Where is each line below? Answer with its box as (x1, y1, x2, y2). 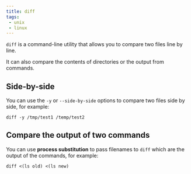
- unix (8, 19, 25, 25)
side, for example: (6, 103, 50, 110)
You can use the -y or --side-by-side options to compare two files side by (6, 97, 185, 104)
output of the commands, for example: (6, 152, 99, 159)
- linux (8, 25, 27, 31)
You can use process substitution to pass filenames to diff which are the (6, 145, 185, 152)
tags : (6, 14, 19, 20)
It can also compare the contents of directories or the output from (6, 58, 165, 65)
